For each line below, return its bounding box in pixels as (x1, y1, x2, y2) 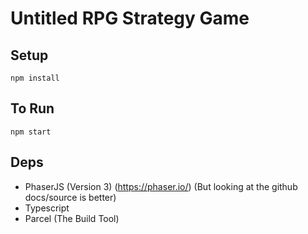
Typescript (24, 202, 70, 214)
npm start (10, 127, 52, 137)
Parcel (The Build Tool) (24, 212, 120, 224)
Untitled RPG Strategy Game (10, 7, 250, 30)
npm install (10, 73, 60, 83)
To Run (10, 100, 55, 117)
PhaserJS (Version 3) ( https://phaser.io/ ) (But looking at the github (24, 180, 298, 192)
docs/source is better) (24, 191, 117, 203)
